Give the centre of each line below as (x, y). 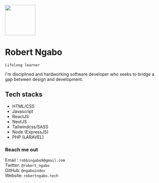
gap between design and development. (44, 79)
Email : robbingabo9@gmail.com (35, 160)
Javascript (23, 111)
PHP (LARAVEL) (28, 137)
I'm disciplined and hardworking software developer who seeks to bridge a (80, 74)
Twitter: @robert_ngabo (27, 165)
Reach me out (22, 150)
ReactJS (20, 116)
